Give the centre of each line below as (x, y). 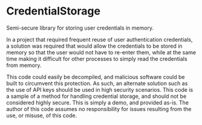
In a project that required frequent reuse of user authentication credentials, (99, 39)
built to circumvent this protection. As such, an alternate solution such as (97, 83)
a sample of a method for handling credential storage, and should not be (96, 96)
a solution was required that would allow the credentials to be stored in (94, 46)
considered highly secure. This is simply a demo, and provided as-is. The (98, 102)
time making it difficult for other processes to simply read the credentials (97, 59)
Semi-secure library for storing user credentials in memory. (80, 28)
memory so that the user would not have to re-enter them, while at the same (101, 52)
